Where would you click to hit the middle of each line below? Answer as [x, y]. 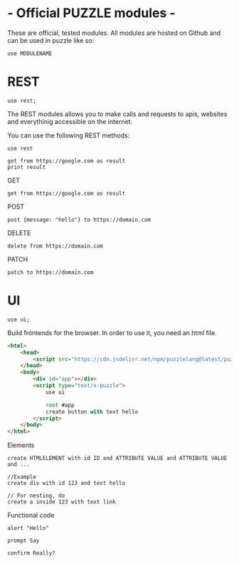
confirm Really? [31, 553]
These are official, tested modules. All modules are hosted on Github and [114, 33]
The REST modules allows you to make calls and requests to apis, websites [117, 114]
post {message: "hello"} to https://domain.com [79, 220]
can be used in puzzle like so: [51, 40]
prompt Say [23, 541]
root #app [60, 405]
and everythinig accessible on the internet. [70, 121]
